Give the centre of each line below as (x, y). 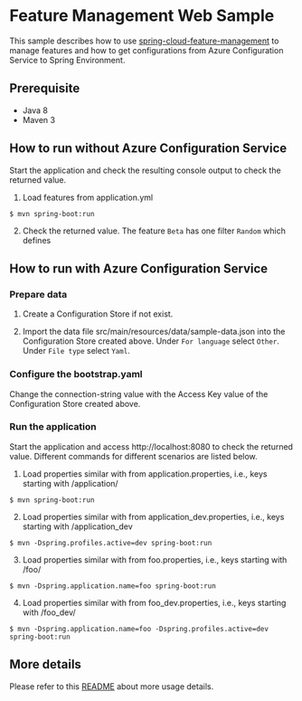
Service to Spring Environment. (67, 60)
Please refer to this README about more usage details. (112, 686)
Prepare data (38, 294)
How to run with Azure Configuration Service (139, 268)
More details (45, 664)
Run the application (53, 427)
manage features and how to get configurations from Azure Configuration (146, 50)
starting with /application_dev (77, 526)
